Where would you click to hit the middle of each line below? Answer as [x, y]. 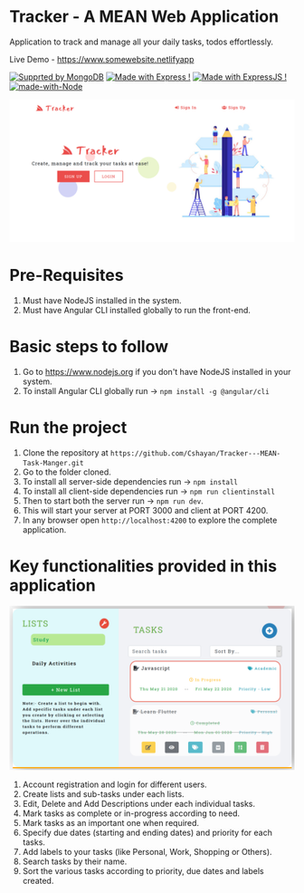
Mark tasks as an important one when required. [111, 823]
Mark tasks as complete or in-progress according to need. [131, 813]
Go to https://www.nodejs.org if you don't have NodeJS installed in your [157, 371]
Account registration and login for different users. [114, 784]
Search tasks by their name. [75, 861]
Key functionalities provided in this [143, 566]
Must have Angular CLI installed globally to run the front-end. [137, 310]
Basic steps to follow [89, 347]
